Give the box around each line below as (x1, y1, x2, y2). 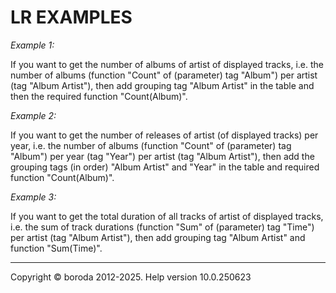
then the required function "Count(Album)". (10, 90, 188, 102)
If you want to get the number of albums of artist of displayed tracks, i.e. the (10, 58, 324, 70)
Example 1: (10, 39, 55, 51)
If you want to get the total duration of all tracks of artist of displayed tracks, (10, 210, 324, 222)
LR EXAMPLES (10, 6, 133, 29)
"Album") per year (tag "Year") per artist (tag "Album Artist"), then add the (10, 150, 315, 162)
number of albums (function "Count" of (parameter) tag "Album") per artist (10, 69, 318, 81)
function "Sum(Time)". (10, 242, 103, 254)
